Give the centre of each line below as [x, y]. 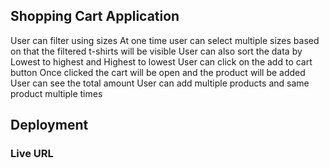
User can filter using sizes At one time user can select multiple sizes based [165, 40]
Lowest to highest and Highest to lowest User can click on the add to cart [161, 61]
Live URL [32, 154]
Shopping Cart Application [95, 16]
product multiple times [56, 93]
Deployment [49, 125]
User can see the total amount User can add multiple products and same [160, 83]
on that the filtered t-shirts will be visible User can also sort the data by [156, 51]
